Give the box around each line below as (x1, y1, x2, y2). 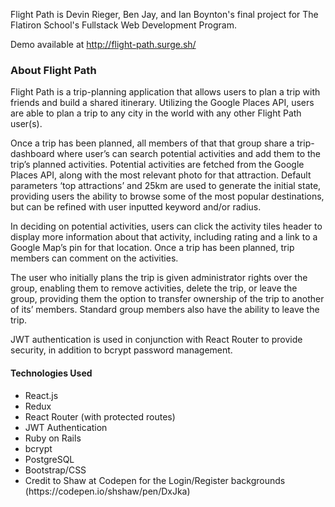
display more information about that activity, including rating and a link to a (10, 231, 318, 243)
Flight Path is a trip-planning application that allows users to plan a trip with (10, 86, 321, 98)
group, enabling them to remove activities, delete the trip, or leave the (10, 282, 298, 294)
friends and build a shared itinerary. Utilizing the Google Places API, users (10, 97, 315, 109)
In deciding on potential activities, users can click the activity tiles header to (10, 220, 323, 233)
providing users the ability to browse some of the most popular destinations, (10, 190, 325, 203)
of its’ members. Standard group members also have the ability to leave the (10, 304, 320, 316)
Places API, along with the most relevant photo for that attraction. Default (10, 169, 312, 181)
